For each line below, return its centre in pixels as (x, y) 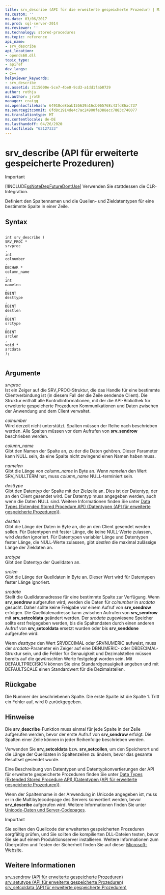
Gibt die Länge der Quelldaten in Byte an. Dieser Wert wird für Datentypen (80, 577)
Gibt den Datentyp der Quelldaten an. (43, 562)
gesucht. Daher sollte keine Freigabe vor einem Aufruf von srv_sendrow (78, 607)
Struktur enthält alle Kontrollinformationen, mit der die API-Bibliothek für (78, 400)
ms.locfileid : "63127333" (31, 128)
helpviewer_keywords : (27, 78)
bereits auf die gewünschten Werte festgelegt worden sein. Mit (69, 658)
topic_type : (17, 60)
